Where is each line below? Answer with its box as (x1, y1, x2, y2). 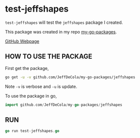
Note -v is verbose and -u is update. (5, 84, 78, 89)
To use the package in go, (5, 93, 57, 99)
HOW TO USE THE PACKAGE (5, 52, 93, 61)
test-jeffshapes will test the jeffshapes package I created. (5, 19, 123, 25)
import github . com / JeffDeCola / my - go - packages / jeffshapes (5, 102, 123, 107)
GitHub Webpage (5, 38, 40, 44)
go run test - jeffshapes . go (5, 129, 60, 134)
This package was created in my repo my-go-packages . (5, 29, 117, 34)
